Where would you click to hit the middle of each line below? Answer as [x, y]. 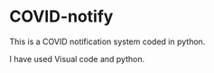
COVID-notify [61, 17]
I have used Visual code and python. [77, 59]
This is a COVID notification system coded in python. [107, 41]
